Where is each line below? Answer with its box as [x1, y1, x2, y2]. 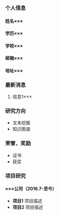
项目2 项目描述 [12, 204, 43, 210]
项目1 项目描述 [12, 197, 42, 204]
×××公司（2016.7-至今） [5, 186, 57, 192]
